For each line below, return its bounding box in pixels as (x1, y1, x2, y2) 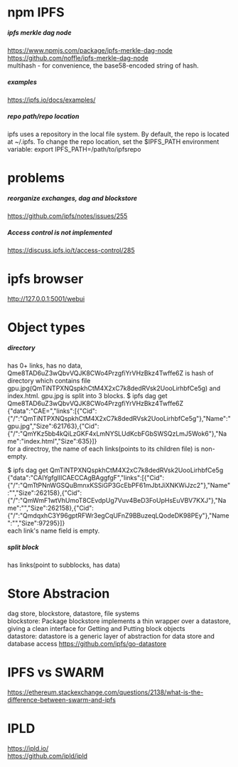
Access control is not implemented (7, 228, 112, 236)
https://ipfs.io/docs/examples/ (7, 95, 96, 104)
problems (7, 170, 65, 186)
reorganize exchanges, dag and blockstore (7, 194, 138, 202)
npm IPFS (7, 4, 65, 21)
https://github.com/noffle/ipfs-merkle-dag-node (7, 54, 149, 63)
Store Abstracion (7, 585, 110, 602)
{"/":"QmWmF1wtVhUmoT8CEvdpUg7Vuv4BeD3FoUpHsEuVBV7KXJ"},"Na (7, 496, 227, 505)
